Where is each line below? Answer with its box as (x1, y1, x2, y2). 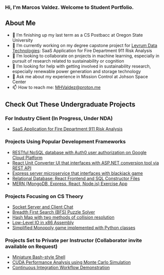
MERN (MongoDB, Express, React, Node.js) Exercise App (12, 181, 128, 186)
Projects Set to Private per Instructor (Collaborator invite (5, 237, 142, 244)
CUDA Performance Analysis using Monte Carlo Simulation (12, 259, 131, 265)
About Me (5, 19, 36, 27)
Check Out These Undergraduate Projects (5, 100, 136, 109)
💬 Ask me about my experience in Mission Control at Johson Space (12, 73, 148, 79)
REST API (12, 165, 32, 171)
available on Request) (5, 243, 58, 250)
